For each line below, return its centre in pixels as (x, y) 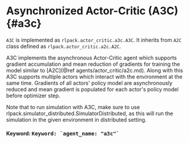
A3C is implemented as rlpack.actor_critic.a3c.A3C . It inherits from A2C (94, 40)
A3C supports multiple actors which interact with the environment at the (94, 77)
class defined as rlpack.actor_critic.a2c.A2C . (64, 46)
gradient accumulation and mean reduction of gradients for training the (93, 64)
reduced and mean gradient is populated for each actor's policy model (92, 89)
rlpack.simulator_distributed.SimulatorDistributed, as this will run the (90, 113)
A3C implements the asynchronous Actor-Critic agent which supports (92, 58)
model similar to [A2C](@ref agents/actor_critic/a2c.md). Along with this (94, 70)
